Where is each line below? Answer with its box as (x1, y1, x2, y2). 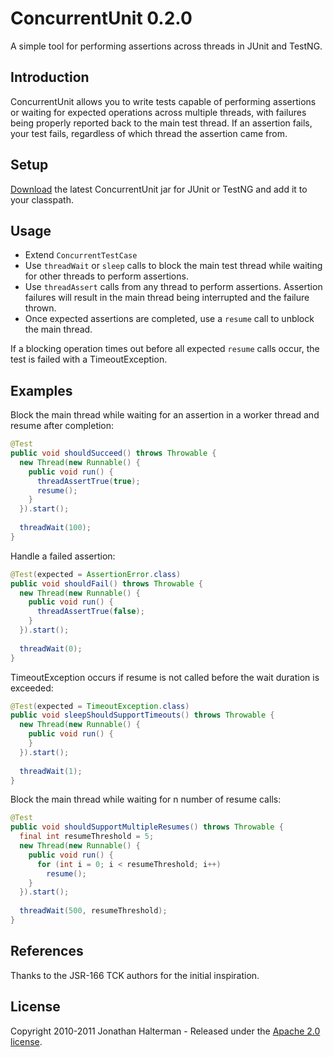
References (10, 943, 84, 960)
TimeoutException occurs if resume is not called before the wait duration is (10, 671, 320, 683)
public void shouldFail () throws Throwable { (10, 578, 203, 589)
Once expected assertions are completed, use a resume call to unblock (24, 313, 315, 325)
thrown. (24, 302, 57, 314)
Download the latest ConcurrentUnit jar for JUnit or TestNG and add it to (10, 183, 308, 195)
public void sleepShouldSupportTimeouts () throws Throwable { (10, 710, 275, 721)
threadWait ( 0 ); (19, 643, 83, 654)
